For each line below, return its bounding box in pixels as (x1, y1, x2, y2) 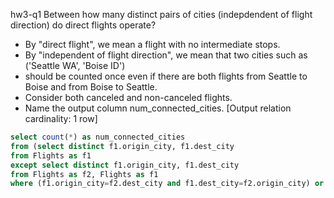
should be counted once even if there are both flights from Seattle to (24, 70, 308, 82)
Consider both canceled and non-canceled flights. (24, 92, 233, 103)
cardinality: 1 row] (24, 113, 98, 124)
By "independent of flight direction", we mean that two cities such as (24, 49, 308, 61)
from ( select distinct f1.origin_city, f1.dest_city (10, 141, 235, 151)
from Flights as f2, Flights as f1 (10, 169, 159, 179)
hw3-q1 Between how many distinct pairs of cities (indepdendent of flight (10, 9, 313, 20)
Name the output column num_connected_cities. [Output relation (24, 102, 292, 114)
